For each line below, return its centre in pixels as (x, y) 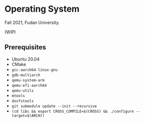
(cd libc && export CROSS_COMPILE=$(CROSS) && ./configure (73, 111)
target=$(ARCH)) (28, 116)
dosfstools (23, 101)
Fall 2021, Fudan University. (32, 22)
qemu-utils (23, 91)
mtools (18, 96)
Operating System (42, 9)
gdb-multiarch (26, 75)
